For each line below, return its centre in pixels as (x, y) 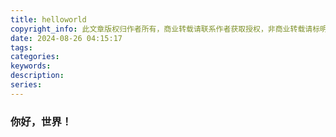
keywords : (31, 66)
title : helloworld (48, 19)
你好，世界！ (41, 121)
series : (26, 85)
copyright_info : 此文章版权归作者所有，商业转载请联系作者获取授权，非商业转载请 (161, 29)
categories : (35, 57)
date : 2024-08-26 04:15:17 (66, 38)
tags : (21, 47)
